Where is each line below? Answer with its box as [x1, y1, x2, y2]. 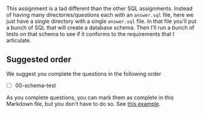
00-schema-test [15, 82, 56, 89]
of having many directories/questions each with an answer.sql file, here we [6, 11, 194, 19]
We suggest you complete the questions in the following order [6, 70, 162, 77]
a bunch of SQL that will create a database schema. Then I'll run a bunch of [6, 24, 195, 31]
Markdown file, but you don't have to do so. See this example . [6, 100, 161, 108]
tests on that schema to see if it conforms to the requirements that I [6, 31, 175, 38]
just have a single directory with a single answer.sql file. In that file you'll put [6, 17, 197, 25]
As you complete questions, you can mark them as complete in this [6, 94, 174, 101]
